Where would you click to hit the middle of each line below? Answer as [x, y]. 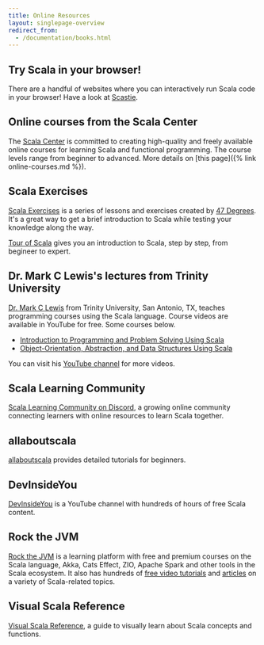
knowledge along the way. [51, 227]
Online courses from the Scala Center [103, 122]
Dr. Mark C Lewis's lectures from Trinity [108, 276]
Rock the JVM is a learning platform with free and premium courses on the [130, 556]
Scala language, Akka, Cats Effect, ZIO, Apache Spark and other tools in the [132, 564]
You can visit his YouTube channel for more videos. [92, 363]
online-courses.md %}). [47, 166]
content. [22, 512]
